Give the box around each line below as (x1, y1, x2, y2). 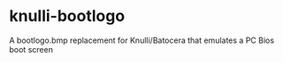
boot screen (9, 44, 53, 54)
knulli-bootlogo (9, 6, 126, 26)
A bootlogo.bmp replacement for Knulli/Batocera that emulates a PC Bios (9, 35, 275, 45)
